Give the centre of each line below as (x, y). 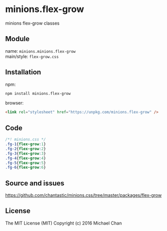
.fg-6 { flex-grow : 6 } (26, 167)
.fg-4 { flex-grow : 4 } (26, 158)
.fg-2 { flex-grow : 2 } (26, 149)
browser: (15, 103)
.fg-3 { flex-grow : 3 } (26, 153)
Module (17, 39)
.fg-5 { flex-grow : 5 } (26, 163)
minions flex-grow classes (32, 23)
